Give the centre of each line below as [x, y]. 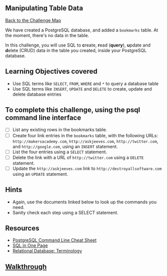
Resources [22, 228]
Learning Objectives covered [51, 71]
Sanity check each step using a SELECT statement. [65, 212]
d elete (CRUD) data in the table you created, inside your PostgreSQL [76, 50]
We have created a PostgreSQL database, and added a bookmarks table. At [82, 30]
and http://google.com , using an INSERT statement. [65, 146]
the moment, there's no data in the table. [47, 35]
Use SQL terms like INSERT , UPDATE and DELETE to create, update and [82, 89]
